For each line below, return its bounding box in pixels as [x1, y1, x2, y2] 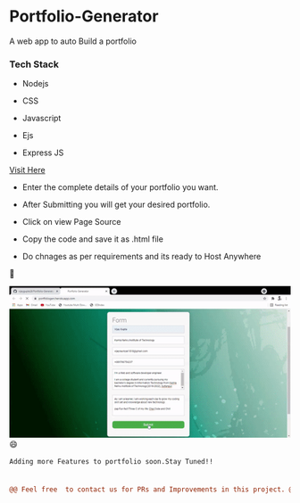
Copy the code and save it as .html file [21, 234, 163, 244]
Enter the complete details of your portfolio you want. [21, 182, 219, 193]
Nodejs [21, 78, 49, 89]
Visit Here [9, 165, 46, 176]
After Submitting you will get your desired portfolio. [21, 199, 211, 210]
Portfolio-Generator [9, 6, 159, 27]
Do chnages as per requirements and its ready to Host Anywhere [21, 251, 262, 262]
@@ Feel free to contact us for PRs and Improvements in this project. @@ [9, 485, 297, 494]
